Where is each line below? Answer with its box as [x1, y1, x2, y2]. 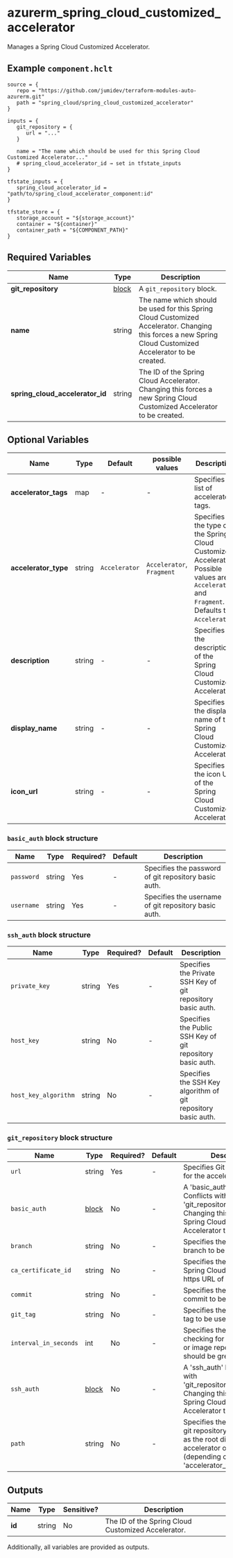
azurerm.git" [7, 93, 45, 100]
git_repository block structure [7, 1132, 113, 1142]
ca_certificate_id [10, 1267, 71, 1274]
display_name [10, 723, 58, 733]
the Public [180, 1023, 213, 1032]
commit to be [183, 1295, 227, 1304]
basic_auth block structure [7, 833, 98, 843]
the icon [193, 770, 221, 779]
